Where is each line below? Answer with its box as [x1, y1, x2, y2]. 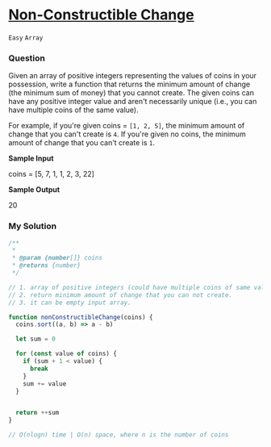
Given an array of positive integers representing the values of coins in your [8, 71, 256, 81]
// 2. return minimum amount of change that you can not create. [8, 290, 232, 299]
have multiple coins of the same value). [8, 105, 139, 115]
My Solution [8, 220, 57, 232]
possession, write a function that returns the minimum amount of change [8, 79, 251, 90]
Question [8, 52, 46, 64]
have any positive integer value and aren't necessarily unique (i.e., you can [8, 97, 257, 107]
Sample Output [8, 185, 60, 194]
